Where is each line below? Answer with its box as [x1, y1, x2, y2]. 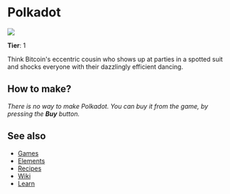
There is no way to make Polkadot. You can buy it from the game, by [7, 102, 209, 110]
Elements [17, 156, 45, 165]
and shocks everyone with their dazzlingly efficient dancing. [7, 62, 183, 71]
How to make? [7, 83, 72, 95]
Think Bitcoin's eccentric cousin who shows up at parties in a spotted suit [7, 55, 224, 63]
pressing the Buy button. [7, 109, 80, 118]
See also [7, 130, 46, 142]
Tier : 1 [7, 41, 26, 50]
